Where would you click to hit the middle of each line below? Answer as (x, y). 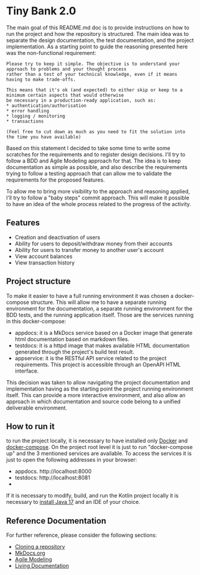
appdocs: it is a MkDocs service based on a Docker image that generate (104, 333)
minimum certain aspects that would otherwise (65, 95)
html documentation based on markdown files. (72, 339)
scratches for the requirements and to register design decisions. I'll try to (96, 154)
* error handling (28, 111)
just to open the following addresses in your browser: (72, 460)
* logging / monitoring (36, 116)
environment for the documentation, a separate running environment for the (99, 308)
